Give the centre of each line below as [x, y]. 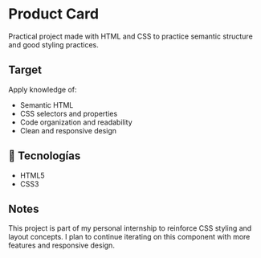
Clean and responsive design [68, 130]
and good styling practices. [53, 44]
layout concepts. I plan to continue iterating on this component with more [129, 237]
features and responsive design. [61, 245]
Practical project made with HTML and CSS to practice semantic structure [130, 36]
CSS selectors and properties [69, 113]
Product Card [53, 14]
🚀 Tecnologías [45, 156]
